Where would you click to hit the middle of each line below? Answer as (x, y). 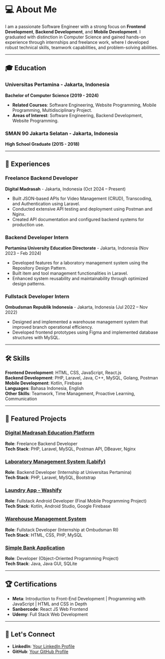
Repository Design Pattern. (40, 268)
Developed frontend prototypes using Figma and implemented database (85, 332)
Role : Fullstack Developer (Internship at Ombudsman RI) (62, 530)
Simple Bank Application (35, 548)
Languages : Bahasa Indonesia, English (44, 388)
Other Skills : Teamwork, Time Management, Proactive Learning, (70, 394)
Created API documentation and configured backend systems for (78, 219)
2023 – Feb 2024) (23, 253)
